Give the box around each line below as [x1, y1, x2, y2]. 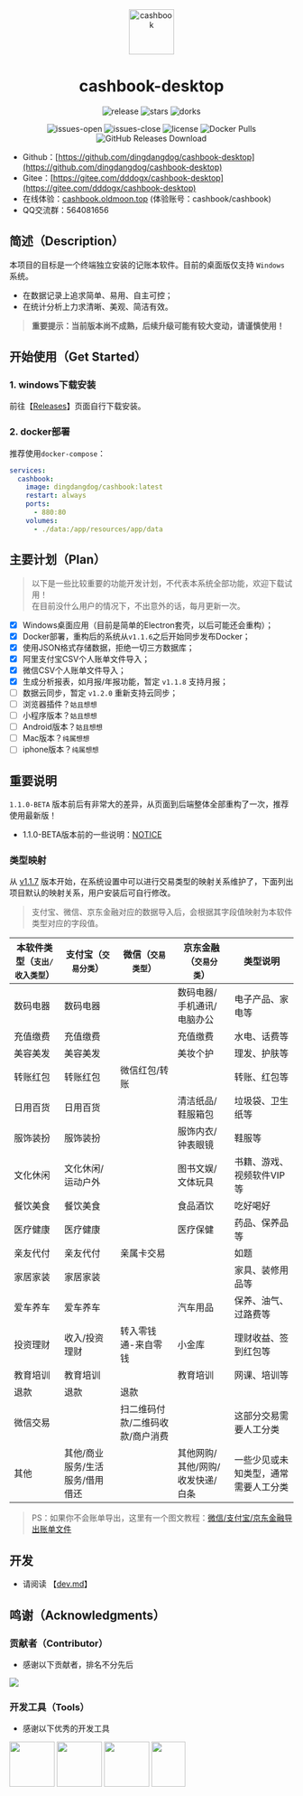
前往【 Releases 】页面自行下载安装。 [9, 401, 146, 412]
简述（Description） [9, 234, 124, 249]
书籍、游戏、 [234, 1155, 289, 1168]
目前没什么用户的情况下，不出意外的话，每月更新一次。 [39, 600, 245, 611]
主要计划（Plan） [9, 552, 106, 567]
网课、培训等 [234, 1369, 289, 1381]
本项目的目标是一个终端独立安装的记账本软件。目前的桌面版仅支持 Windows [9, 259, 286, 270]
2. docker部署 [9, 426, 70, 438]
